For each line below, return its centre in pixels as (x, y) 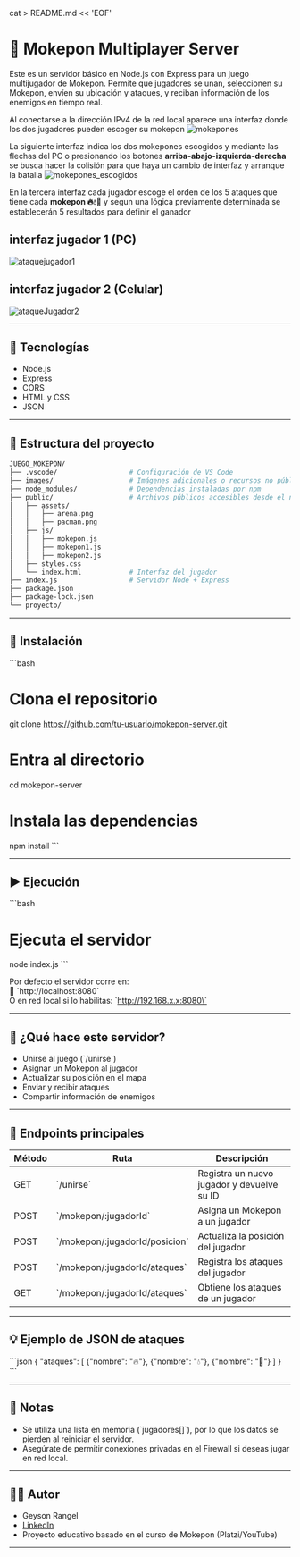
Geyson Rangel (50, 1516)
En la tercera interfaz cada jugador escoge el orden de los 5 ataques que (143, 192)
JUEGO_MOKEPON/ (37, 464)
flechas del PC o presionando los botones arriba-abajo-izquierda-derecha (148, 156)
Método (30, 1158)
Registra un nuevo (236, 1173)
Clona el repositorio (83, 699)
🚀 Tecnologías (50, 347)
